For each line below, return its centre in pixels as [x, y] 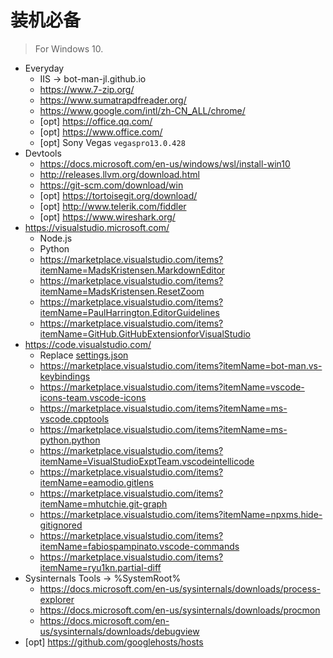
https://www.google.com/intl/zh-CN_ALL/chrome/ [142, 110]
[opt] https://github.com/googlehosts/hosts [114, 642]
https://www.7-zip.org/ [87, 89]
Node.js [56, 238]
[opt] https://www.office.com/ [101, 132]
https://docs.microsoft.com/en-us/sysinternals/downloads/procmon [180, 610]
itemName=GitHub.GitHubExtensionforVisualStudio [145, 333]
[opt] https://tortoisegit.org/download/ [118, 195]
